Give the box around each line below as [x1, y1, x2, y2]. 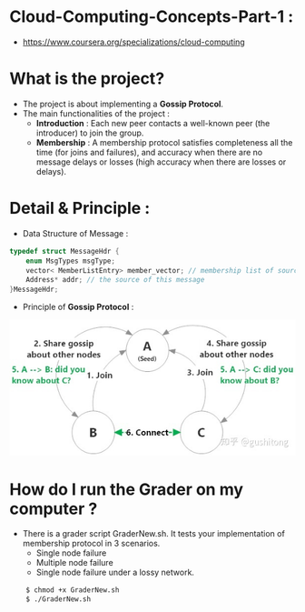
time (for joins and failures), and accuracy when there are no [35, 146, 263, 157]
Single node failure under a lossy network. [35, 567, 195, 578]
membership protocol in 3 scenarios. [22, 538, 161, 549]
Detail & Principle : [9, 198, 151, 219]
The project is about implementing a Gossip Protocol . [22, 98, 224, 109]
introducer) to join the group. [35, 127, 144, 138]
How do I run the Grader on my [9, 479, 243, 499]
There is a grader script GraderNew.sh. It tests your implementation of [22, 528, 286, 539]
